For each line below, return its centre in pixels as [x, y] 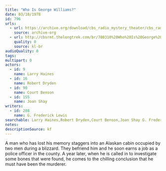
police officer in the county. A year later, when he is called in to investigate [81, 154]
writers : [14, 106]
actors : [13, 65]
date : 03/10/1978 [23, 14]
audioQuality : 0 [22, 51]
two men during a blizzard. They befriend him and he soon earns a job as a [82, 148]
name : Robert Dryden [35, 83]
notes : [12, 125]
